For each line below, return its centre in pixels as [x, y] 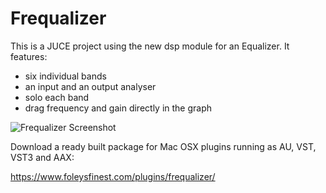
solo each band [57, 97]
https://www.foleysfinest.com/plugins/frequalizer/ [113, 176]
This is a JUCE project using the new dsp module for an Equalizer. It [150, 46]
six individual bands [65, 76]
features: [29, 56]
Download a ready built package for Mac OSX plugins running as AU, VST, [163, 146]
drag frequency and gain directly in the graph [118, 108]
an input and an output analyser [90, 86]
